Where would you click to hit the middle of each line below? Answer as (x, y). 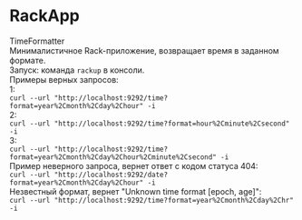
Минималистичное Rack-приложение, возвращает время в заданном (144, 50)
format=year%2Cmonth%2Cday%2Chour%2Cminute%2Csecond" (113, 157)
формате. (28, 60)
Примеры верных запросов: (64, 79)
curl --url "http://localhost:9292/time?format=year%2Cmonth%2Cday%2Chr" (152, 200)
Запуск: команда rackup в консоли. (77, 70)
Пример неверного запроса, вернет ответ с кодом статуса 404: (134, 165)
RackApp (44, 16)
